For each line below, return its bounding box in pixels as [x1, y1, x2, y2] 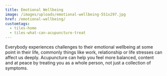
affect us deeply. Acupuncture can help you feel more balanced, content [5, 55, 154, 60]
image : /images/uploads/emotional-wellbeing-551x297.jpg [5, 12, 126, 17]
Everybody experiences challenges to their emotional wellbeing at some [5, 44, 154, 50]
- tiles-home [9, 26, 37, 31]
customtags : [5, 21, 30, 26]
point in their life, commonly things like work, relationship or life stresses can [5, 49, 163, 55]
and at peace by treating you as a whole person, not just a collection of [5, 60, 151, 66]
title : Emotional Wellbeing [5, 7, 64, 12]
